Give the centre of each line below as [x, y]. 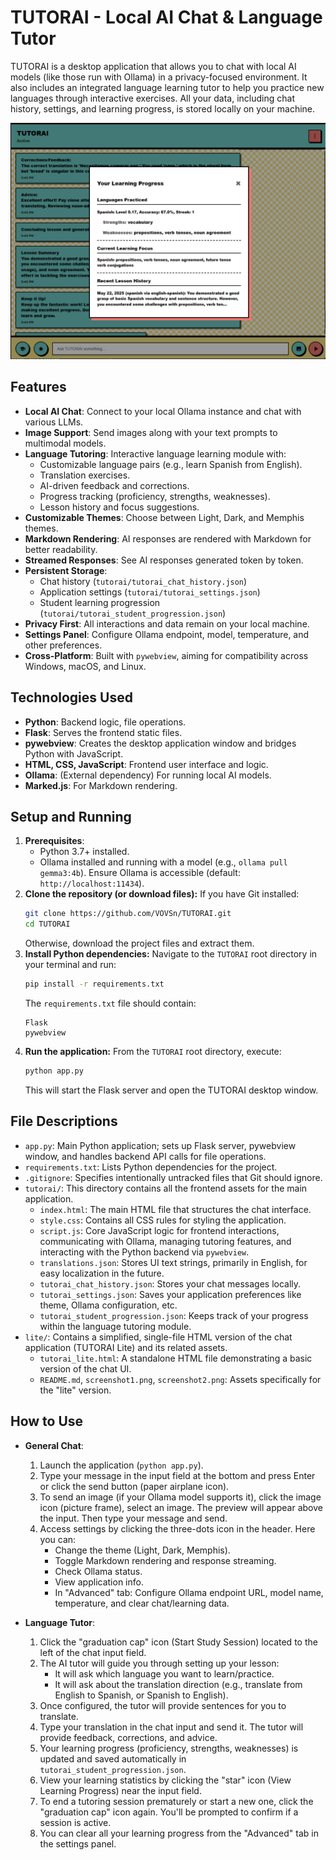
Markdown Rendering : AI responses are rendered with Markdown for [168, 538]
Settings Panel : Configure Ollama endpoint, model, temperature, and [167, 634]
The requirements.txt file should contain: [110, 1003]
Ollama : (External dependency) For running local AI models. [148, 775]
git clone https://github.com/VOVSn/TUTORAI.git [128, 914]
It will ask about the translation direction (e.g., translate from [178, 1684]
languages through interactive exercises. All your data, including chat [153, 98]
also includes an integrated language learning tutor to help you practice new [167, 87]
